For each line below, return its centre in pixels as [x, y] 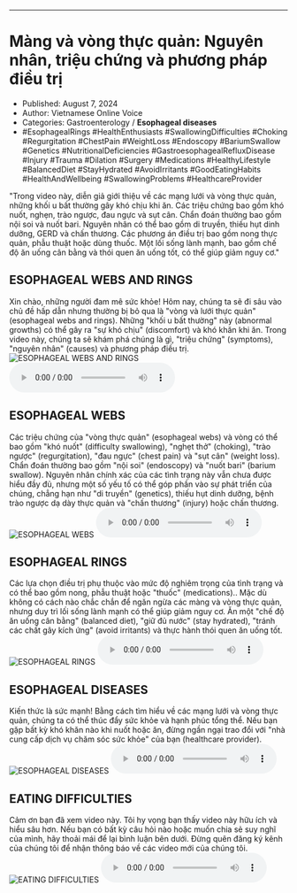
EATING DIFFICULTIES [71, 799]
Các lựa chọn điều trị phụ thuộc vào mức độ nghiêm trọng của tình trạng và [146, 583]
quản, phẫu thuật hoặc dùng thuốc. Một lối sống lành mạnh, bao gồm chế [143, 242]
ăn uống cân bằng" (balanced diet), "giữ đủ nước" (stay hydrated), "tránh [142, 621]
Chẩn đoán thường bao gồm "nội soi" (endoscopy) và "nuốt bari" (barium [142, 465]
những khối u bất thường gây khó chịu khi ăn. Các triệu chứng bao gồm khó [147, 205]
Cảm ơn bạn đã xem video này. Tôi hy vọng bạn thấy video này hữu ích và [144, 820]
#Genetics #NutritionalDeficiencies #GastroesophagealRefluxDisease [148, 150]
